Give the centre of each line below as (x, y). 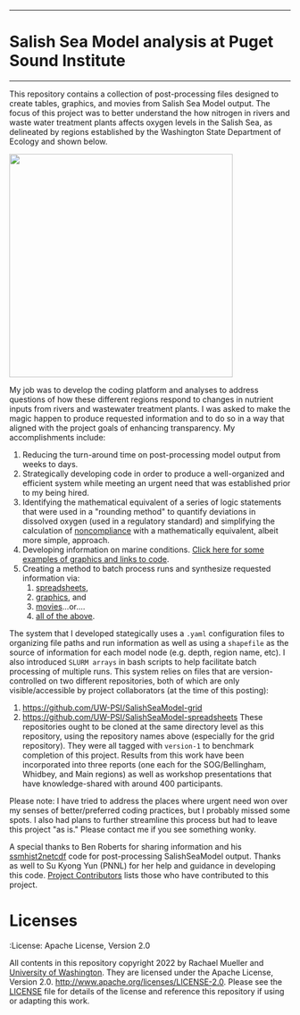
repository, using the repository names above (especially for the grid (148, 736)
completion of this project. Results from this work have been (133, 755)
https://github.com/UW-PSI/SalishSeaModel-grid (112, 708)
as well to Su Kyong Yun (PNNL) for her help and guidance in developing (142, 865)
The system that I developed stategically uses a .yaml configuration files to (147, 633)
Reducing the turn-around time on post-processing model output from (151, 454)
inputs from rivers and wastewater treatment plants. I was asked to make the (150, 408)
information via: (51, 578)
